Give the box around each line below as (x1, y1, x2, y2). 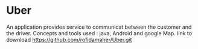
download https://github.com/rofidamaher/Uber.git (6, 36, 132, 43)
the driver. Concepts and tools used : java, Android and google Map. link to (6, 29, 192, 36)
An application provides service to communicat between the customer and (6, 23, 192, 30)
